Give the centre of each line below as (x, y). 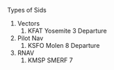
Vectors (28, 23)
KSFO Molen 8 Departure (64, 45)
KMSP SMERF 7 (50, 60)
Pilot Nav (30, 38)
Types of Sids (27, 10)
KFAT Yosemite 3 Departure (67, 31)
